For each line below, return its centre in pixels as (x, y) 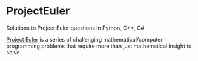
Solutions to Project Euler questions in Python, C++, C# (75, 28)
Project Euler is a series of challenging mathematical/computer (84, 39)
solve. (14, 52)
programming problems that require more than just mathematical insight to (99, 46)
